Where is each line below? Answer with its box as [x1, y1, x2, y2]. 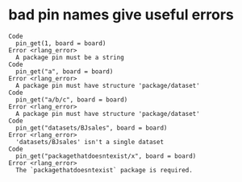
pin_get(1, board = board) [15, 39, 106, 48]
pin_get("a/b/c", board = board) [15, 95, 128, 104]
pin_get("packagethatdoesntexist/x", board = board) [15, 151, 197, 160]
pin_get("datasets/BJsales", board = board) [15, 123, 168, 132]
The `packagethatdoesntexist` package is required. [15, 166, 194, 174]
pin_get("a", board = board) [15, 67, 114, 76]
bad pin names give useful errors [8, 6, 234, 24]
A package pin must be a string [15, 53, 125, 61]
